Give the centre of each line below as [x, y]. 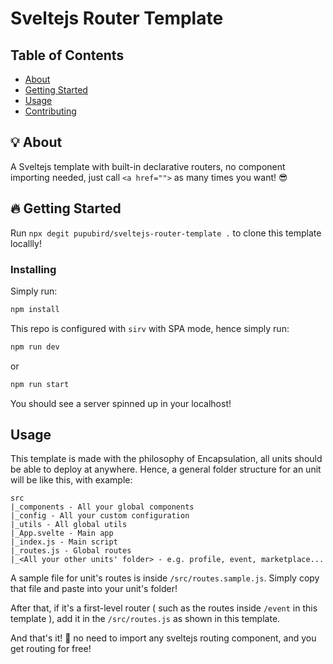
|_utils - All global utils [69, 525]
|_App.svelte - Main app [62, 533]
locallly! [26, 243]
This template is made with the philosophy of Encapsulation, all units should [166, 459]
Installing [33, 269]
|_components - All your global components [102, 507]
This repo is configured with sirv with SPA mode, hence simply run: [150, 328]
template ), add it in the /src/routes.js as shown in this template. [145, 619]
